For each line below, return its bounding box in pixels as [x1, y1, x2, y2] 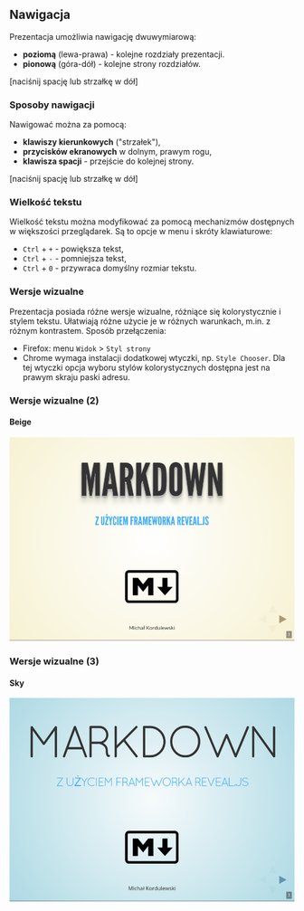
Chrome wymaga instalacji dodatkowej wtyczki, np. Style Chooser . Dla [22, 352, 286, 363]
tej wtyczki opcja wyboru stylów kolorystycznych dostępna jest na [22, 362, 271, 373]
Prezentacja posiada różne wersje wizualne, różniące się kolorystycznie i [9, 306, 281, 317]
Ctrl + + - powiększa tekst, [22, 243, 124, 254]
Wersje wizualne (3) [9, 655, 100, 668]
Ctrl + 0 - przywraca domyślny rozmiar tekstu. [22, 262, 197, 274]
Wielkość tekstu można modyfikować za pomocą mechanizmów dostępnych [9, 216, 295, 227]
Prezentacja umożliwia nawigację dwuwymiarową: [9, 31, 197, 42]
